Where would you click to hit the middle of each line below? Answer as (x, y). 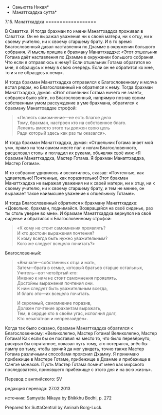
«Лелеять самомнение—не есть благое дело (64, 117)
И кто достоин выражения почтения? (56, 233)
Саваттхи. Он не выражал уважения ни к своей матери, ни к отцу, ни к (79, 36)
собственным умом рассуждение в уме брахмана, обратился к (72, 103)
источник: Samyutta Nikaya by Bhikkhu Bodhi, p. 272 (58, 398)
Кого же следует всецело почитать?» (56, 243)
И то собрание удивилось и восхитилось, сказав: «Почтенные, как (75, 173)
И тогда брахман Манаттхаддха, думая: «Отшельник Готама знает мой (79, 143)
